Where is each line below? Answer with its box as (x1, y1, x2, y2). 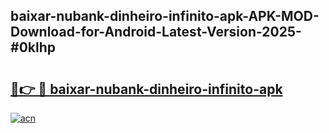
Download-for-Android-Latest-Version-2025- (10, 24, 302, 41)
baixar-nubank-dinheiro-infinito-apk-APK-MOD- (10, 8, 320, 25)
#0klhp (10, 39, 56, 56)
